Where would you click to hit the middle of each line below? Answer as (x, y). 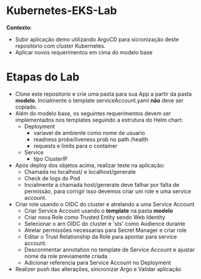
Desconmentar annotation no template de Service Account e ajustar (109, 249)
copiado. (26, 107)
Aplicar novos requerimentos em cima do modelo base (84, 52)
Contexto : (19, 27)
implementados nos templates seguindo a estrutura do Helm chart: (99, 120)
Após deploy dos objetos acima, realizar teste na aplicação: (90, 165)
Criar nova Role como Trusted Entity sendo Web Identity (95, 217)
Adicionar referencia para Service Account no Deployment (97, 263)
